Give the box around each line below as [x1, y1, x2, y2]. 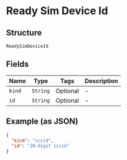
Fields [6, 59, 29, 69]
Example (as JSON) [6, 116, 78, 126]
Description [84, 77, 119, 85]
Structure [6, 28, 42, 38]
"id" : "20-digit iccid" [11, 143, 69, 149]
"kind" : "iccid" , [11, 138, 54, 143]
